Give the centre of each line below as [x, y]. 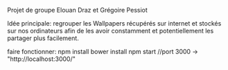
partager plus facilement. [43, 38]
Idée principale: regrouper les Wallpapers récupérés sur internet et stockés [114, 23]
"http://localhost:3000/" [42, 59]
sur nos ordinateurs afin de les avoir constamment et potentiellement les [111, 31]
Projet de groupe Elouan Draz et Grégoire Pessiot [77, 10]
